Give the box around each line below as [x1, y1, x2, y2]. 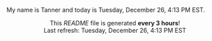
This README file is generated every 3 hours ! [50, 19, 180, 27]
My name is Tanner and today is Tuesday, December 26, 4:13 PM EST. [6, 6, 206, 14]
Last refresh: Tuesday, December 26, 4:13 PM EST [43, 27, 187, 34]
